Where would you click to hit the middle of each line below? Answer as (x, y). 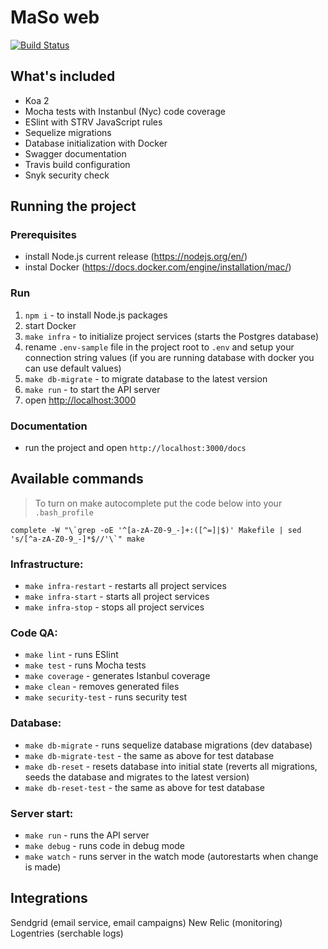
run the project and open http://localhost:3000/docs (135, 448)
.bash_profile (64, 512)
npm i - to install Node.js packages (96, 315)
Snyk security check (67, 175)
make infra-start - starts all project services (117, 597)
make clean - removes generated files (102, 687)
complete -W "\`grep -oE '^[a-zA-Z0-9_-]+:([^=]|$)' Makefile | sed (156, 530)
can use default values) (73, 368)
